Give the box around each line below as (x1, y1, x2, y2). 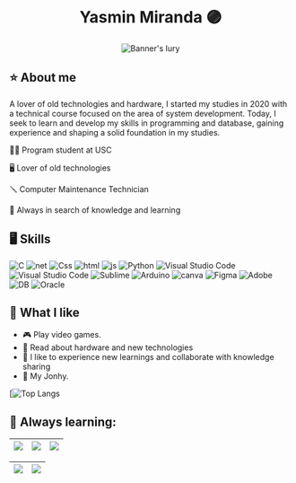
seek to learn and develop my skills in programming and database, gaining (9, 118, 284, 128)
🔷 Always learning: (9, 414, 117, 429)
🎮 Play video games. (22, 329, 101, 340)
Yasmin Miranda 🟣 (79, 7, 222, 28)
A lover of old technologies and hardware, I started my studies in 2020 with (9, 98, 288, 109)
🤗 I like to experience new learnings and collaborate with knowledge (22, 352, 275, 363)
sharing (22, 361, 51, 373)
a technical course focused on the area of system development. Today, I (9, 108, 276, 119)
